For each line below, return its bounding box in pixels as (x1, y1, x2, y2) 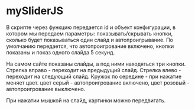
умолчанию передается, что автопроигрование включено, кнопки (6, 43, 174, 50)
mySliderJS (6, 4, 64, 18)
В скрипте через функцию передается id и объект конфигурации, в (6, 24, 176, 31)
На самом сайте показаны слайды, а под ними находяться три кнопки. (6, 60, 186, 67)
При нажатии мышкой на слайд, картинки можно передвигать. (6, 96, 166, 104)
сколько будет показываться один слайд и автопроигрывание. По (6, 36, 173, 43)
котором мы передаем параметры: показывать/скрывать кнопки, (6, 30, 173, 37)
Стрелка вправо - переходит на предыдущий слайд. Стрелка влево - (6, 66, 181, 73)
